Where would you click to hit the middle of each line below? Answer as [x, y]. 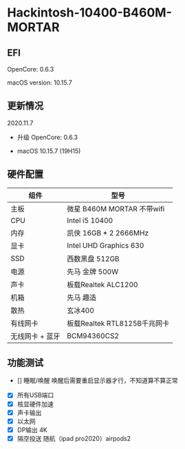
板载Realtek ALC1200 [102, 284]
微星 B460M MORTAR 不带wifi [116, 209]
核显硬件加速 [35, 404]
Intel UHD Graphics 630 [105, 245]
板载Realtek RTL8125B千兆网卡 [118, 323]
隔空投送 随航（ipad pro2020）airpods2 [74, 438]
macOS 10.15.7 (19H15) [49, 151]
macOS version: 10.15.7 [40, 83]
